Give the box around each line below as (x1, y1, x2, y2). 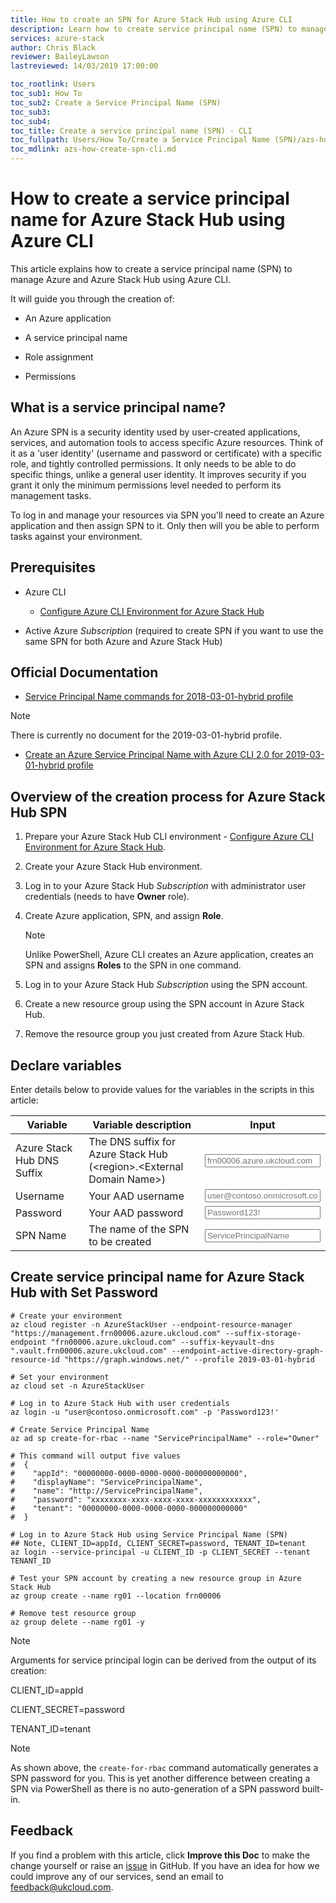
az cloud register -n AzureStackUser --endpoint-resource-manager (10, 1319, 293, 1330)
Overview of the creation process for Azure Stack (10, 788, 326, 805)
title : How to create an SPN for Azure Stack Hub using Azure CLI (10, 14, 293, 25)
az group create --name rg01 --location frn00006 (10, 1591, 222, 1601)
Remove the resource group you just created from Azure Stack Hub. (24, 1028, 306, 1040)
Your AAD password (88, 1206, 184, 1220)
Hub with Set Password (10, 1284, 159, 1301)
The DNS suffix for (88, 1135, 176, 1148)
